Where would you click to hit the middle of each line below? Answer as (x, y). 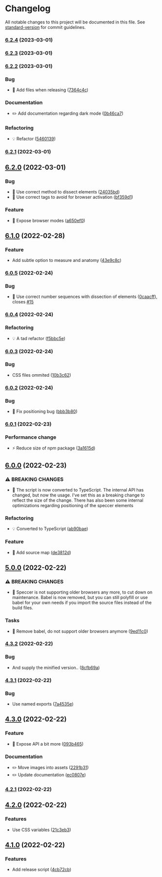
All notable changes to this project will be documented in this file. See (75, 22)
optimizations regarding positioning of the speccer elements (73, 505)
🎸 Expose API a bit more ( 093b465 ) (48, 744)
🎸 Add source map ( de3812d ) (42, 552)
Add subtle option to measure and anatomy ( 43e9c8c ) (67, 260)
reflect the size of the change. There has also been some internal (78, 500)
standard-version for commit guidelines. (45, 27)
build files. (22, 608)
